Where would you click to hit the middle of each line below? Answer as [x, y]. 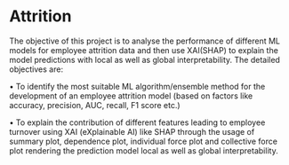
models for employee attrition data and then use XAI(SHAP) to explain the [144, 50]
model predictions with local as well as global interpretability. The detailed [144, 59]
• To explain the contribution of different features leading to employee [137, 122]
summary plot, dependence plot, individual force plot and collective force [144, 141]
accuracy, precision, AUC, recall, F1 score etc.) [95, 105]
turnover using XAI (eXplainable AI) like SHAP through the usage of [132, 131]
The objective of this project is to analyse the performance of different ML [144, 41]
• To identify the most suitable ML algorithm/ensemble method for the [137, 86]
